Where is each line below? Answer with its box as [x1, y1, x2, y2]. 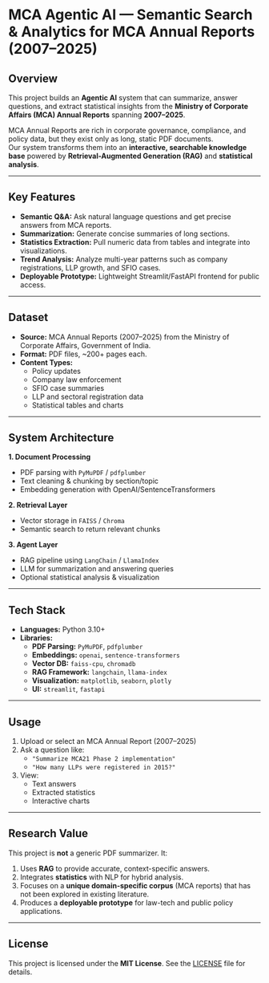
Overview [8, 71, 58, 85]
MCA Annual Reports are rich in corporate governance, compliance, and [8, 126, 247, 135]
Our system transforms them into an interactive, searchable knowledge [8, 143, 247, 152]
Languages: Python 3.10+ [19, 624, 106, 635]
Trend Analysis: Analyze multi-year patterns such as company [19, 254, 228, 264]
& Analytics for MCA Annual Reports [8, 22, 255, 41]
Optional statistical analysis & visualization [19, 572, 160, 583]
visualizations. [19, 246, 68, 255]
